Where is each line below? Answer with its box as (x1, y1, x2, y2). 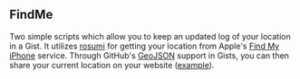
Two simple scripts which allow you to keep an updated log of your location (9, 31, 292, 41)
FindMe (9, 7, 53, 22)
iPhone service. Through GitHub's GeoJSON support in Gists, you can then (9, 49, 290, 61)
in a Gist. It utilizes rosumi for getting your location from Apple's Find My (9, 40, 280, 51)
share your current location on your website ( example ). (9, 59, 215, 70)
